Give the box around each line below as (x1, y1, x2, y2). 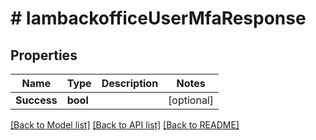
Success (15, 93, 58, 107)
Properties (10, 47, 78, 64)
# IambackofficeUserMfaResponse (10, 7, 307, 30)
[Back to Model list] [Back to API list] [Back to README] (10, 119, 240, 131)
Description (101, 77, 159, 90)
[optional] (168, 93, 214, 107)
